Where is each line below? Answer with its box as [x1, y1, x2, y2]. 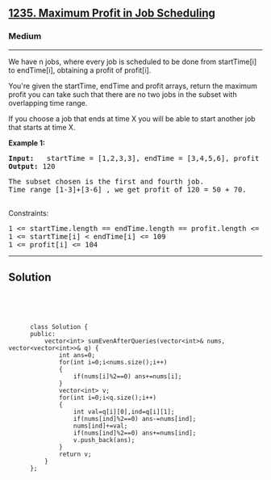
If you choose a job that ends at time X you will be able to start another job [8, 113, 256, 124]
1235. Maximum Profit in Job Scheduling [8, 6, 216, 20]
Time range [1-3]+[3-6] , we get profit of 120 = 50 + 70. [8, 185, 248, 194]
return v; [59, 450, 92, 458]
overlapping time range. [8, 98, 88, 107]
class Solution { [29, 322, 89, 331]
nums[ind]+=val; [73, 422, 128, 430]
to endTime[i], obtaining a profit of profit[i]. [8, 65, 152, 75]
